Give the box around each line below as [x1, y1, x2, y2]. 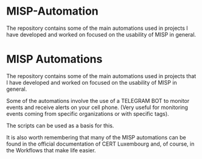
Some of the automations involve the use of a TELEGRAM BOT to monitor [6, 97, 190, 104]
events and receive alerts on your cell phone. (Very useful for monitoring [6, 104, 189, 111]
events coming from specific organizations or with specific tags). [6, 110, 169, 117]
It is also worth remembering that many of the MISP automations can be [6, 133, 187, 141]
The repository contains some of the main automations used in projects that [6, 72, 197, 80]
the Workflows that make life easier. [6, 146, 96, 154]
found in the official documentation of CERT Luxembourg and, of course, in [6, 140, 195, 147]
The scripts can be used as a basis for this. [6, 122, 114, 129]
